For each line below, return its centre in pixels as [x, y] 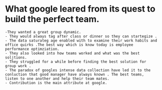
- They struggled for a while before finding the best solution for [76, 61]
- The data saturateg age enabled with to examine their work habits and [81, 40]
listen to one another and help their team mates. [57, 78]
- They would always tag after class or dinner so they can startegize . [81, 36]
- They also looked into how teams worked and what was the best [72, 53]
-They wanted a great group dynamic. [43, 32]
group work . [18, 66]
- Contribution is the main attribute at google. [56, 83]
